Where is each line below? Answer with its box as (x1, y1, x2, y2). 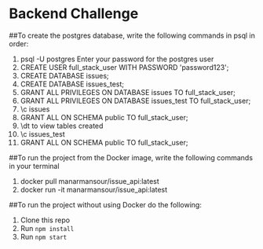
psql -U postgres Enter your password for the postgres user (20, 54, 214, 64)
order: (9, 38, 29, 48)
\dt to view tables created (20, 121, 104, 130)
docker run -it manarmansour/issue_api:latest (20, 185, 168, 194)
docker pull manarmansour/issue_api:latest (20, 176, 159, 185)
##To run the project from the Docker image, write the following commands (9, 152, 254, 162)
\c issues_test (20, 129, 65, 138)
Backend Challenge (9, 5, 139, 23)
